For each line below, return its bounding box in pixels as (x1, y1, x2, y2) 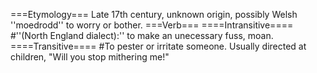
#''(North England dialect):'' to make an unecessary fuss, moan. (10, 30, 274, 41)
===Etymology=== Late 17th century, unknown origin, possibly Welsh (10, 9, 298, 20)
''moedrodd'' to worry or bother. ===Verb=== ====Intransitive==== (10, 19, 294, 31)
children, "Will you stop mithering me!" (10, 51, 170, 63)
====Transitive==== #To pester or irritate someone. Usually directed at (10, 40, 307, 52)
